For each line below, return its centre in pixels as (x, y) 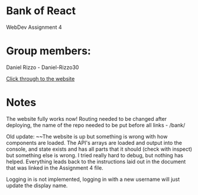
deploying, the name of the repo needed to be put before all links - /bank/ (96, 125)
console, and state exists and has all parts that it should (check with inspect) (99, 149)
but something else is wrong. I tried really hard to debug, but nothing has (95, 155)
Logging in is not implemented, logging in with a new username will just (93, 179)
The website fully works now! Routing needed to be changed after (87, 118)
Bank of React (41, 11)
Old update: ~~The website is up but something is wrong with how (87, 136)
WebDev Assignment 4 (34, 27)
